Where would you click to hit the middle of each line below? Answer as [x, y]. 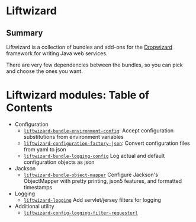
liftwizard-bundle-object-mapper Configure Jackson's [91, 175]
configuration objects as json [59, 162]
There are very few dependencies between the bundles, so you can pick [94, 65]
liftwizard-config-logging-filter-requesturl [81, 213]
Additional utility [34, 206]
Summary [25, 33]
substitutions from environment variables [74, 137]
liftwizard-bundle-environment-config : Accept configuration [99, 130]
